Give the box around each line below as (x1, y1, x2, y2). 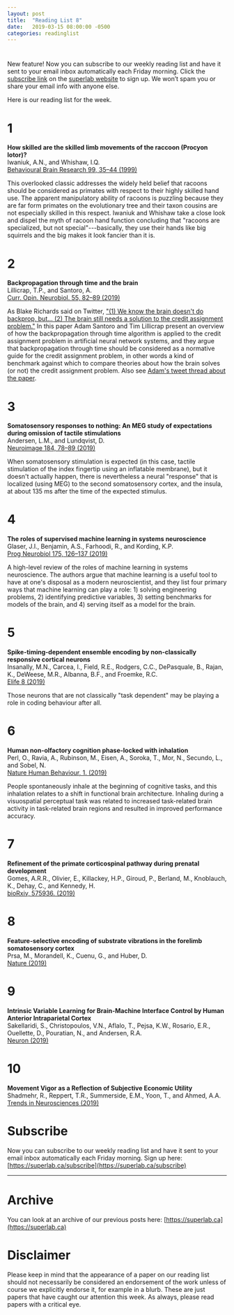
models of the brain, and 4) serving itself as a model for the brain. (7, 601, 196, 609)
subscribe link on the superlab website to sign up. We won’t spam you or (7, 75, 216, 83)
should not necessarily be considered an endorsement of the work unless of (7, 1277, 226, 1286)
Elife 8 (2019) (7, 677, 45, 686)
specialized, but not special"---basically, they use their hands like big (7, 224, 207, 232)
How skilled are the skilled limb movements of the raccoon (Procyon (7, 143, 208, 152)
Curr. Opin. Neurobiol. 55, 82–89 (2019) (7, 294, 120, 302)
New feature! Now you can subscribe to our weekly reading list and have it (7, 60, 221, 69)
